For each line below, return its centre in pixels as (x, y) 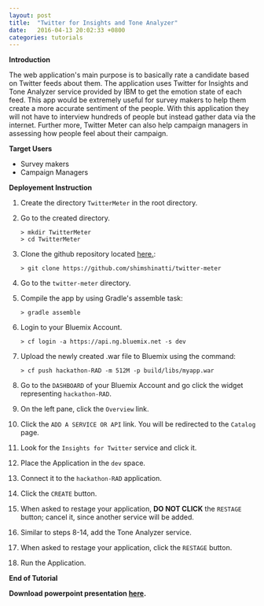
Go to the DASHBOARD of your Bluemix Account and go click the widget (132, 386)
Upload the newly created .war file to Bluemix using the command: (128, 357)
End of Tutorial (33, 578)
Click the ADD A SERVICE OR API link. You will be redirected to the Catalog (138, 424)
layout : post (30, 15)
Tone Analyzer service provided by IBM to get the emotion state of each (125, 92)
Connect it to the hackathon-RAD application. (91, 479)
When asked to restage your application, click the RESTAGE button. (126, 548)
